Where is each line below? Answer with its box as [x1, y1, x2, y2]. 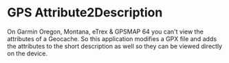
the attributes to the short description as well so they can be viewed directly [7, 42, 222, 50]
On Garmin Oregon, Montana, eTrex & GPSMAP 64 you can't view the [7, 27, 204, 36]
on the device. [7, 49, 48, 58]
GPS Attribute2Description [7, 5, 163, 21]
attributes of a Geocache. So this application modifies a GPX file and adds [7, 34, 217, 42]
